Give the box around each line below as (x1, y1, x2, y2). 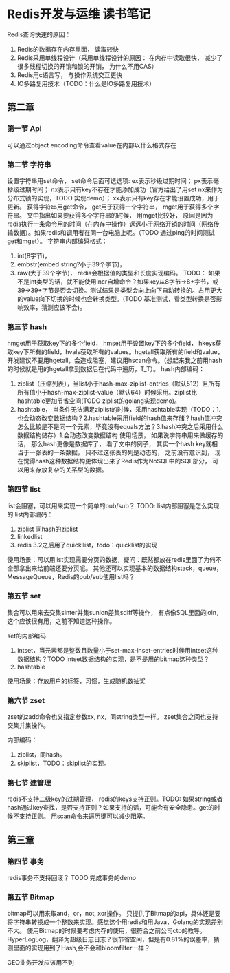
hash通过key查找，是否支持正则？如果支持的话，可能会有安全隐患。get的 (7, 804, 215, 812)
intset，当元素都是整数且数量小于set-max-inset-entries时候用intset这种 (16, 646, 218, 654)
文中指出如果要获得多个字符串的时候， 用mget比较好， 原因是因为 (26, 211, 214, 219)
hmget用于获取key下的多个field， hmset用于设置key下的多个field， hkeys (7, 339, 216, 348)
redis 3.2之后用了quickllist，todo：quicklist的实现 (16, 541, 158, 549)
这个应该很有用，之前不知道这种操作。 (7, 617, 115, 625)
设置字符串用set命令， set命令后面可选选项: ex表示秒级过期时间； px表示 (7, 176, 214, 185)
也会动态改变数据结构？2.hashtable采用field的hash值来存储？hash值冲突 (16, 414, 223, 422)
